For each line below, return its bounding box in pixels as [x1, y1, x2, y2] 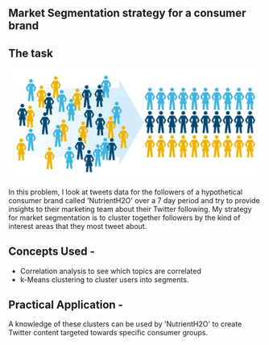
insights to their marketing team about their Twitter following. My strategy [8, 204, 252, 214]
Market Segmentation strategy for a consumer [8, 6, 246, 20]
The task [8, 46, 54, 60]
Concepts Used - [8, 245, 95, 259]
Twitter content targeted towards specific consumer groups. [8, 328, 208, 338]
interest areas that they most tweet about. [8, 221, 147, 231]
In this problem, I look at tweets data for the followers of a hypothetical [8, 187, 243, 197]
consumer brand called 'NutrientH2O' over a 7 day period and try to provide [8, 195, 260, 205]
